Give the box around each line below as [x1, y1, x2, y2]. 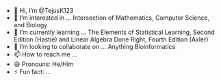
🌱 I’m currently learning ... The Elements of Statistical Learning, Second [13, 28, 215, 36]
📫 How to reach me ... [13, 50, 77, 58]
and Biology [13, 21, 48, 29]
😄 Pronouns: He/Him [13, 60, 74, 68]
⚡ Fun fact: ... [13, 68, 51, 76]
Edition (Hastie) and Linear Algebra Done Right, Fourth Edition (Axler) [13, 35, 209, 44]
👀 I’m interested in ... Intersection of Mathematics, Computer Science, [13, 14, 210, 22]
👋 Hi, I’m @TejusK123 [13, 7, 74, 14]
